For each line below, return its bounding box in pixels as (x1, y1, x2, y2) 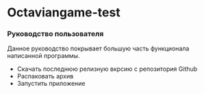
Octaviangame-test (7, 5, 121, 20)
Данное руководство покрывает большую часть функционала (7, 44, 190, 52)
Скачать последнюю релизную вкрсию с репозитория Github (16, 65, 198, 73)
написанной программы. (7, 52, 80, 60)
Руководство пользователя (7, 29, 104, 39)
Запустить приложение (16, 80, 86, 88)
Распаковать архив (16, 72, 74, 80)
